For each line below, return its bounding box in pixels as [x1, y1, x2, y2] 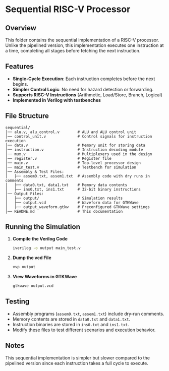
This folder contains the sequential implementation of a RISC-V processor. [5, 37, 159, 43]
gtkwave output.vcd [12, 283, 54, 288]
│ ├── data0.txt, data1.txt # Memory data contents [5, 182, 128, 188]
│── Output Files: [5, 191, 44, 196]
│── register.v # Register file [5, 156, 112, 161]
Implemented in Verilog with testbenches [12, 97, 101, 103]
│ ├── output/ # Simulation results [5, 196, 123, 201]
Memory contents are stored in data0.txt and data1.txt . [12, 316, 130, 322]
